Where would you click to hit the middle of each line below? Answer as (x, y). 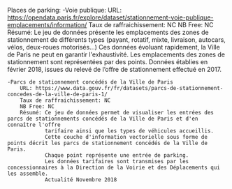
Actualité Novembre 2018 (81, 180)
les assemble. (28, 174)
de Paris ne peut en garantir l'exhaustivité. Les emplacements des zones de (116, 54)
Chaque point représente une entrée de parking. (117, 156)
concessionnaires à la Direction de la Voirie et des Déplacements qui (114, 167)
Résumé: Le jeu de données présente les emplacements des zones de (108, 32)
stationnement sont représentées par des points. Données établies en (108, 62)
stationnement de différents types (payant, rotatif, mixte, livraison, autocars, (116, 40)
